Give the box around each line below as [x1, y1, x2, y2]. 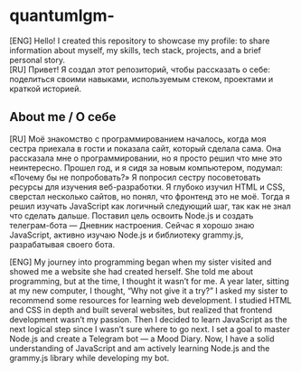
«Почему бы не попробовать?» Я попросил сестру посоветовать [9, 172, 261, 182]
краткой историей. [9, 83, 82, 94]
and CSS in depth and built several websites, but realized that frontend [9, 304, 273, 315]
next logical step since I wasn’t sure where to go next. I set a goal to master [9, 323, 291, 334]
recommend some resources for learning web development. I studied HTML [9, 294, 292, 305]
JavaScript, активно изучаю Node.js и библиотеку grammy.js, [9, 229, 244, 240]
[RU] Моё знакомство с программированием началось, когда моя [9, 133, 267, 144]
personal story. [9, 54, 66, 65]
